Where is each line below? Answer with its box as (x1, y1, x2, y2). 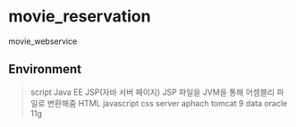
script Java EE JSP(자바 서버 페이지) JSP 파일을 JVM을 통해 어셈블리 (30, 87, 275, 97)
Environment (8, 62, 82, 77)
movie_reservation (8, 6, 151, 27)
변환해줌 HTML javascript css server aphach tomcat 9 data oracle (47, 97, 288, 108)
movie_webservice (8, 36, 78, 47)
